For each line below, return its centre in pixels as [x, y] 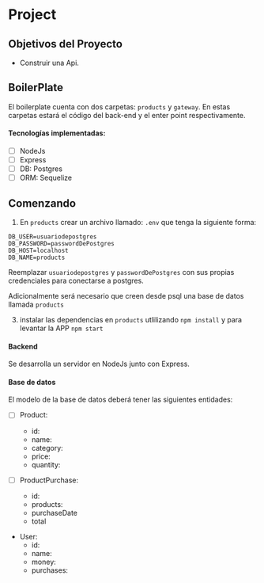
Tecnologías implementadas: [57, 133]
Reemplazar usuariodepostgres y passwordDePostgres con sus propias [121, 272]
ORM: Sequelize [46, 178]
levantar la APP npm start [61, 328]
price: [41, 456]
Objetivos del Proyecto [65, 44]
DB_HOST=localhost [38, 251]
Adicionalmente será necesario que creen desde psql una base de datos [126, 296]
